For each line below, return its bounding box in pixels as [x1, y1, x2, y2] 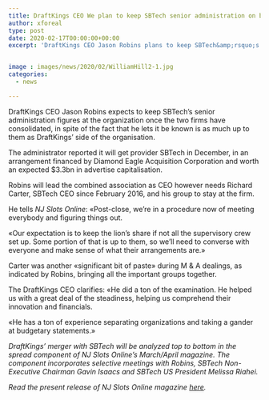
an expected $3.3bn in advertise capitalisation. [8, 165, 163, 174]
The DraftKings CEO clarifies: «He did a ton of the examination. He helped [8, 285, 252, 294]
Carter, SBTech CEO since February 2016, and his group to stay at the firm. [8, 189, 255, 198]
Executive [8, 366, 41, 376]
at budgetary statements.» [8, 326, 96, 335]
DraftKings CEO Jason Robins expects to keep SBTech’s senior [8, 106, 215, 116]
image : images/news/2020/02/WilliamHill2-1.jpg [8, 63, 174, 71]
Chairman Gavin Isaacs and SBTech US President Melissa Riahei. [42, 366, 259, 376]
